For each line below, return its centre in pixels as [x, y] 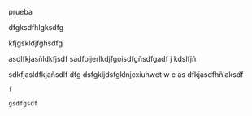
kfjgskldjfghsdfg [36, 43]
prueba [20, 12]
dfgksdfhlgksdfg [36, 27]
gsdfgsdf [23, 104]
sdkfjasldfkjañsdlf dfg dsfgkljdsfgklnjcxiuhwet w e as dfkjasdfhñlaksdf [126, 75]
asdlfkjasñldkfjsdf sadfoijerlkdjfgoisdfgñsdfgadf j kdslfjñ [102, 59]
